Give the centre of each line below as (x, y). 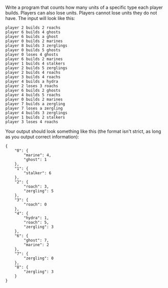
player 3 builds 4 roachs (33, 77)
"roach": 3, (37, 187)
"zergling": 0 (39, 258)
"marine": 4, (38, 155)
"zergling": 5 (39, 191)
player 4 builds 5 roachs (33, 95)
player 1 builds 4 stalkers (35, 64)
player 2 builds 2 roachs (33, 28)
